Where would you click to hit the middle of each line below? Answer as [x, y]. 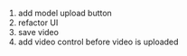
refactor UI [38, 23]
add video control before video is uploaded [98, 42]
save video [38, 32]
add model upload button [65, 13]
